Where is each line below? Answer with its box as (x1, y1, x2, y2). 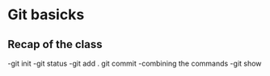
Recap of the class (7, 38, 103, 51)
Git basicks (7, 6, 85, 24)
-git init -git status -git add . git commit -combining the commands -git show (7, 58, 262, 68)
